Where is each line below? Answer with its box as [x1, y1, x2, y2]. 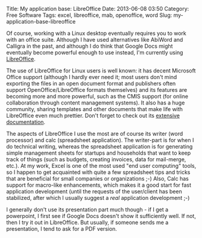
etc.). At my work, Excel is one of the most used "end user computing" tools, [6, 162, 197, 169]
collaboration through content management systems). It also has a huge [6, 99, 185, 106]
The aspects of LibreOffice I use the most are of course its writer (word [6, 130, 183, 137]
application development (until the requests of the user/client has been [6, 188, 182, 195]
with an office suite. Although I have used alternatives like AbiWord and [6, 36, 183, 43]
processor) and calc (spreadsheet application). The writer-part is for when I [6, 137, 194, 144]
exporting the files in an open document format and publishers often [6, 80, 176, 87]
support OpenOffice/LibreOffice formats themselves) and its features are [6, 86, 188, 93]
